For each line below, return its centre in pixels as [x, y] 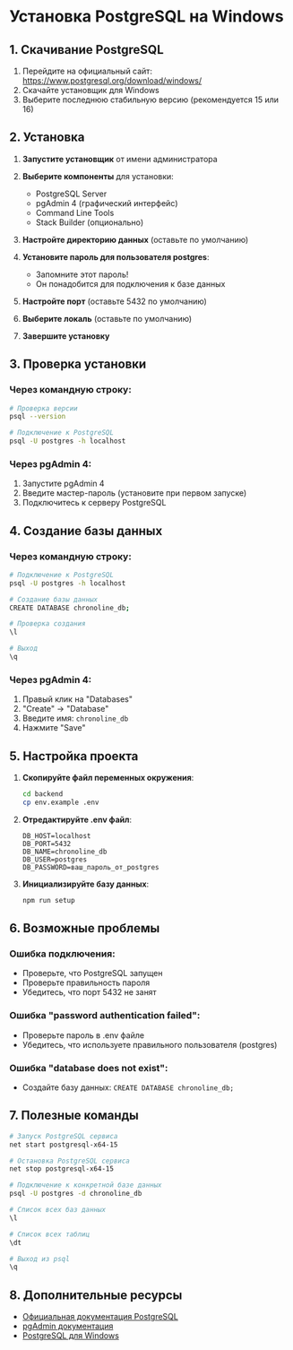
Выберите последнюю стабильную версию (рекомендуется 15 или [151, 100]
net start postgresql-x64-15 [64, 1145]
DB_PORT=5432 [47, 844]
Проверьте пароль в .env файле [83, 1035]
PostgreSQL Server [71, 194]
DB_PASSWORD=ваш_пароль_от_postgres [90, 867]
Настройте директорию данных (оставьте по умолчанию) [135, 239]
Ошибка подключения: [62, 954]
